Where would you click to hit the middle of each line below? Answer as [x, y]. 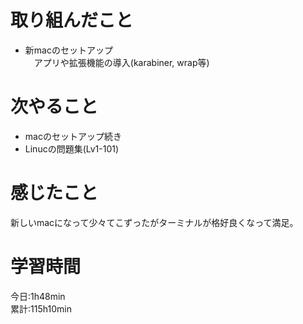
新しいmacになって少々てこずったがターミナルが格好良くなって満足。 [154, 222]
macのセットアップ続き [73, 136]
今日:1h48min [38, 296]
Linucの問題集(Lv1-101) [72, 148]
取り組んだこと [72, 20]
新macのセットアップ [68, 50]
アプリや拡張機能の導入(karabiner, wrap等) [121, 62]
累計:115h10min [41, 308]
